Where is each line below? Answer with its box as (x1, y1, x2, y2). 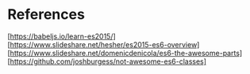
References (7, 6, 85, 24)
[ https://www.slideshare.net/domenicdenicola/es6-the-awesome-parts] (7, 48, 243, 57)
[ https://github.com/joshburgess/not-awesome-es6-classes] (7, 57, 207, 66)
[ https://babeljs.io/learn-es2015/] (7, 31, 116, 41)
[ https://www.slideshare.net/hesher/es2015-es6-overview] (7, 39, 200, 49)
